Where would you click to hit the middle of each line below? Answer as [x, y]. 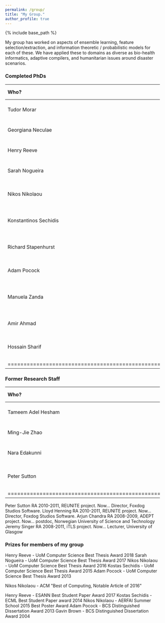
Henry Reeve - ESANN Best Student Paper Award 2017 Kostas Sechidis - [79, 595]
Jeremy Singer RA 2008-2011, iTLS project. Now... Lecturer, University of [79, 526]
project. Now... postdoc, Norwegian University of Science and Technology [80, 521]
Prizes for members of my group [44, 544]
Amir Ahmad [22, 323]
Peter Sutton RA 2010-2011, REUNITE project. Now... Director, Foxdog [75, 505]
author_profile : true [27, 19]
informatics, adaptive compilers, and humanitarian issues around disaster [79, 58]
